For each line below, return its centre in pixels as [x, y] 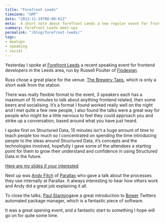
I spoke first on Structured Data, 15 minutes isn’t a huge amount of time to [80, 130]
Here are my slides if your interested [42, 166]
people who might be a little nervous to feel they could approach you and [79, 115]
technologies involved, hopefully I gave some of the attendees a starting [78, 146]
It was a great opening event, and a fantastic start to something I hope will [80, 210]
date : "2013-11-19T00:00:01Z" [36, 19]
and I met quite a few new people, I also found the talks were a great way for [82, 110]
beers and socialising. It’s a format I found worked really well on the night [79, 105]
